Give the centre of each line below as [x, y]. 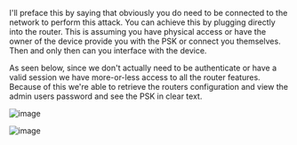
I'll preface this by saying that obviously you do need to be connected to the [148, 13]
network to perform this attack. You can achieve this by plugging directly [142, 22]
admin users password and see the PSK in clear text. [106, 96]
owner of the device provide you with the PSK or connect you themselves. [145, 41]
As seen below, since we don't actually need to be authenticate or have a [143, 68]
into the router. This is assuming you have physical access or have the [138, 32]
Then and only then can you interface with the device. [108, 51]
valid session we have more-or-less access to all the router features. [135, 77]
